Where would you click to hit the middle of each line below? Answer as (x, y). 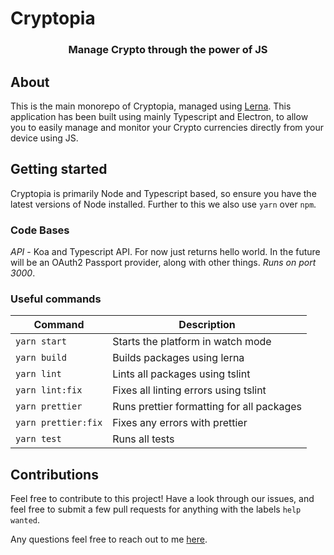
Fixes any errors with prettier (180, 423)
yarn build (41, 358)
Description (207, 325)
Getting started (59, 169)
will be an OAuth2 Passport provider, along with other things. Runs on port (163, 263)
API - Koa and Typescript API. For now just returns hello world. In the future (165, 252)
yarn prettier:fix (59, 423)
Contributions (54, 474)
